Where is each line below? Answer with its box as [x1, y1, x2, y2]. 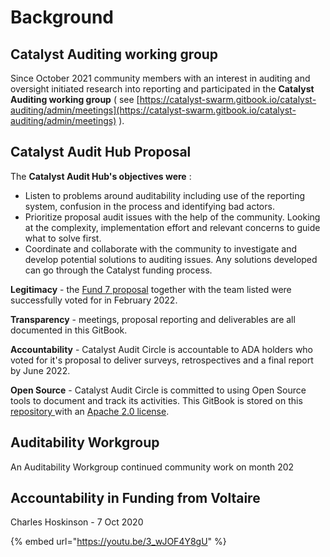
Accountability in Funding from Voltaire [10, 490, 261, 507]
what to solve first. [24, 232, 102, 244]
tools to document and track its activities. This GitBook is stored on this [10, 394, 303, 406]
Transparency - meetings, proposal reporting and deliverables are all [10, 313, 296, 325]
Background [10, 6, 114, 29]
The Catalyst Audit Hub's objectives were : [10, 170, 192, 182]
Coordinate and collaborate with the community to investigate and [24, 242, 297, 255]
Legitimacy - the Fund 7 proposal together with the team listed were [10, 283, 292, 295]
